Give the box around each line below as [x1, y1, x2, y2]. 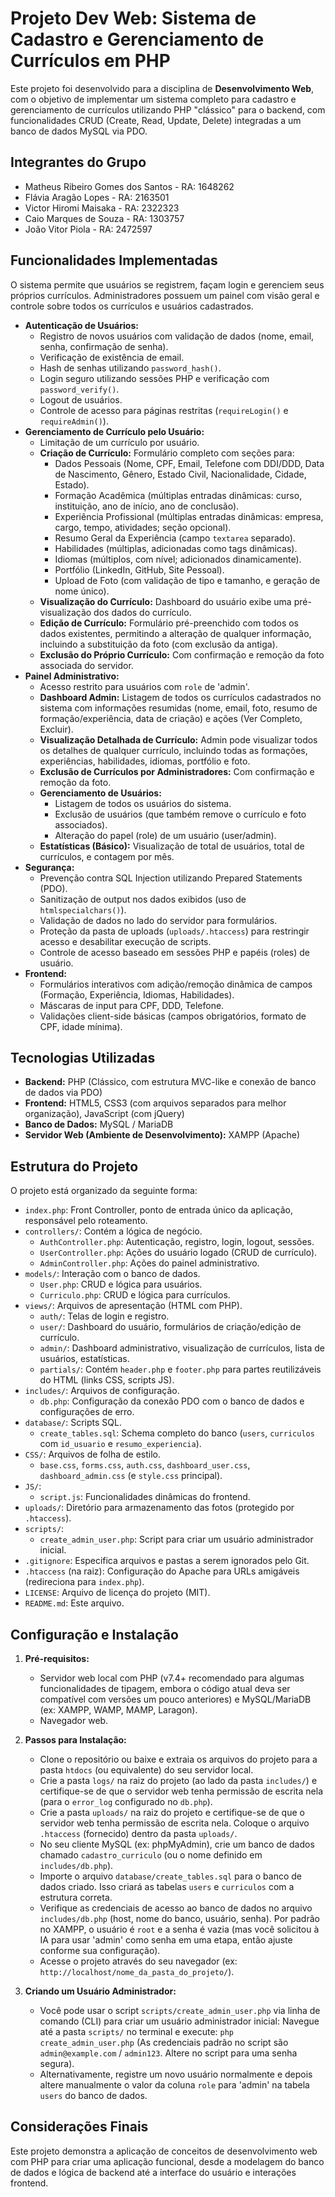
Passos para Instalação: [24, 1734, 127, 1746]
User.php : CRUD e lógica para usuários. [39, 1278, 203, 1291]
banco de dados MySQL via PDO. [10, 125, 148, 137]
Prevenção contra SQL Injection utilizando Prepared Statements [39, 872, 303, 884]
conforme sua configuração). [39, 1945, 161, 1956]
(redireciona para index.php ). [24, 1576, 145, 1588]
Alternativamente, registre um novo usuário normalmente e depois [39, 2068, 313, 2080]
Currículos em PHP [10, 50, 171, 72]
